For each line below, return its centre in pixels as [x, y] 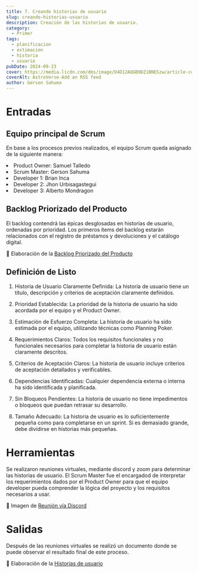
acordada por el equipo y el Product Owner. [67, 310]
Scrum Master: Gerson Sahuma [52, 172]
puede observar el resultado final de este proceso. [67, 552]
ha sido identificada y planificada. [56, 387]
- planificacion [31, 45]
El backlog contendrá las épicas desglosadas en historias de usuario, [90, 223]
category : [18, 28]
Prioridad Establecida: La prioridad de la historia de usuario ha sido [96, 304]
